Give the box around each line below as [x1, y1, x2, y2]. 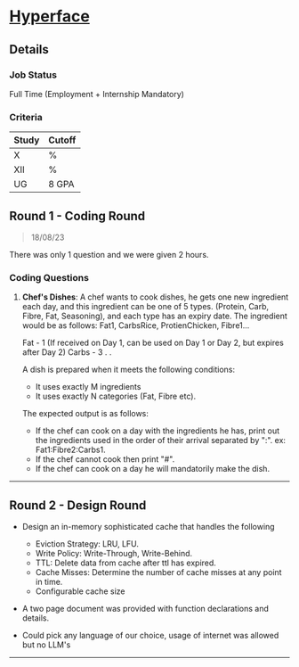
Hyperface [9, 6, 91, 27]
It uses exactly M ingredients [35, 382, 141, 392]
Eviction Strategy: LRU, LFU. [35, 539, 140, 549]
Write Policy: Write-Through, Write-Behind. [35, 548, 193, 559]
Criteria [9, 111, 43, 123]
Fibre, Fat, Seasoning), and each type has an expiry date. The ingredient [21, 310, 287, 322]
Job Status [9, 69, 58, 81]
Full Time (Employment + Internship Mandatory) [9, 88, 185, 99]
